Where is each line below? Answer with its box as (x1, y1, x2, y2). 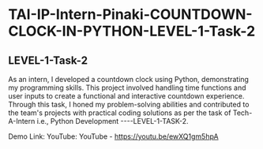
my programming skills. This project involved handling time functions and (8, 83, 246, 92)
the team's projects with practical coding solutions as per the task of (8, 108, 231, 117)
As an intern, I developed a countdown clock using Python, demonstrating (8, 75, 249, 84)
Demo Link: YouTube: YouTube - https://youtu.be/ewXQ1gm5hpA (8, 132, 219, 141)
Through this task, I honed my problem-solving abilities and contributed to (8, 100, 250, 109)
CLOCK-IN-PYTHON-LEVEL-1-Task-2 (8, 22, 256, 40)
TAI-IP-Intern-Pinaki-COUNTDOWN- (8, 6, 253, 24)
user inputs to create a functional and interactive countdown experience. (8, 91, 245, 100)
